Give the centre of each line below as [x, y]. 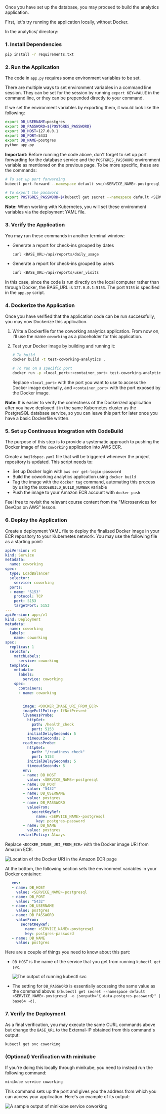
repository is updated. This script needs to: [49, 462]
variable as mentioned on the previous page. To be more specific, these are [82, 165]
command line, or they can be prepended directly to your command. [75, 98]
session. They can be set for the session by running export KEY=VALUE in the [82, 93]
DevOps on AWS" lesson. [31, 507]
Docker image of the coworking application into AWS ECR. [64, 447]
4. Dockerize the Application [40, 305]
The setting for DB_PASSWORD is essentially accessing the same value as [84, 986]
